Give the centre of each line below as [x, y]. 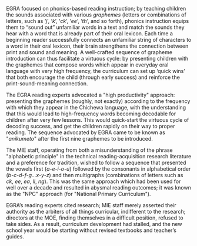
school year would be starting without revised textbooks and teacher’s [91, 230]
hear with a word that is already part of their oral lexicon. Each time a [90, 34]
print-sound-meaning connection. [47, 84]
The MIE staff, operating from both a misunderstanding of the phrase [90, 150]
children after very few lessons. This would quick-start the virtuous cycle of [98, 120]
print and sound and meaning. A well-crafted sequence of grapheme [89, 52]
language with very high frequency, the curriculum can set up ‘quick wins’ [96, 71]
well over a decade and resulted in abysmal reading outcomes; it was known [98, 187]
